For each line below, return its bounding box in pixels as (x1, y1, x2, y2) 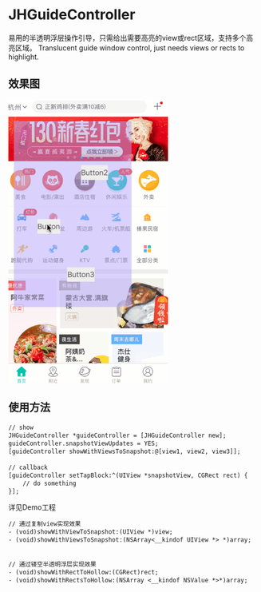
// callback (8, 463, 48, 471)
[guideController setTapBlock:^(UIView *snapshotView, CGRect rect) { (8, 471, 248, 479)
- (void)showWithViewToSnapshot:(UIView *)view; (8, 527, 173, 536)
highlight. (8, 52, 39, 62)
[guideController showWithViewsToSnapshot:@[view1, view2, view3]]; (8, 447, 241, 455)
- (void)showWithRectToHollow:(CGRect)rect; (8, 568, 159, 576)
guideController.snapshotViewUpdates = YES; (8, 439, 159, 447)
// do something (22, 479, 77, 487)
